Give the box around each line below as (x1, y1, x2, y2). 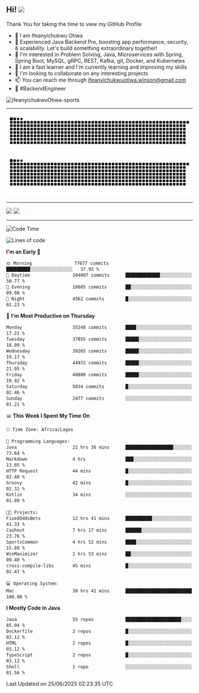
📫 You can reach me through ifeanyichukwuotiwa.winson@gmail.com (14, 76, 187, 84)
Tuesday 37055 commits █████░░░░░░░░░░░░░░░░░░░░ (6, 336, 192, 342)
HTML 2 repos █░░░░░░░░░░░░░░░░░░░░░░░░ (6, 640, 192, 646)
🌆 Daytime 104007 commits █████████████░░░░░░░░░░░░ (6, 272, 192, 278)
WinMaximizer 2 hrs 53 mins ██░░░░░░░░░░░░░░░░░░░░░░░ (6, 551, 192, 557)
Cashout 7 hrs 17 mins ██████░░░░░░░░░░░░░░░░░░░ (6, 527, 192, 534)
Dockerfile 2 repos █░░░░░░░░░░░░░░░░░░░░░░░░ (6, 628, 192, 634)
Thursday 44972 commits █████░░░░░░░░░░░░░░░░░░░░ (6, 360, 192, 366)
